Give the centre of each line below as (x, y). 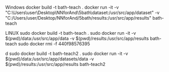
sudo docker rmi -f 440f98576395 (54, 44)
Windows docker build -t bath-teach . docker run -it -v (62, 7)
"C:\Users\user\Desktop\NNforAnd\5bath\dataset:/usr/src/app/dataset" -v (82, 13)
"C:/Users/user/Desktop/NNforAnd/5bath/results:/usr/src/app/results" (78, 18)
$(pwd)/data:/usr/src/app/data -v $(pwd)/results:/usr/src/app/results (77, 38)
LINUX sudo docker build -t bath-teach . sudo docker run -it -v (71, 33)
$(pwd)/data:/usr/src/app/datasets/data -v (50, 59)
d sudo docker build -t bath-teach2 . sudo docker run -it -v (67, 53)
